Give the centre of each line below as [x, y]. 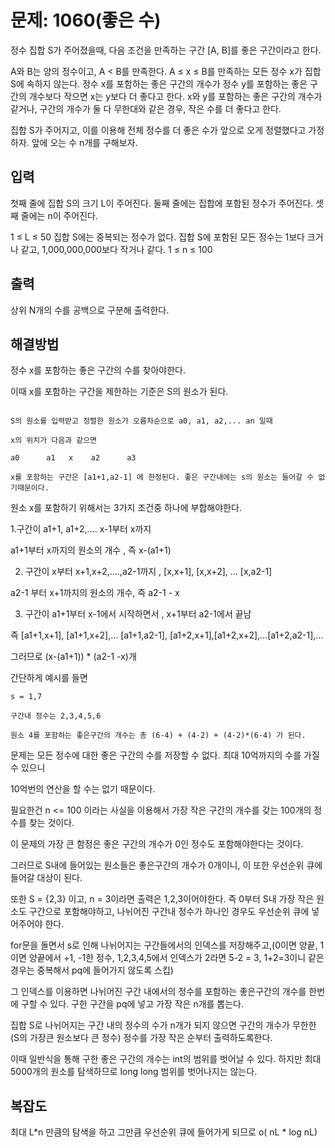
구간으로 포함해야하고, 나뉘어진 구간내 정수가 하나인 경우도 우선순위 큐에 [169, 912]
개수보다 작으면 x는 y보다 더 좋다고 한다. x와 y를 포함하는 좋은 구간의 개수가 [175, 96]
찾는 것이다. [51, 823]
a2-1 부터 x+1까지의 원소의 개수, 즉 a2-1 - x [95, 593]
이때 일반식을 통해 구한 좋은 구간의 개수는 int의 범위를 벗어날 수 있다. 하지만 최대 [166, 1059]
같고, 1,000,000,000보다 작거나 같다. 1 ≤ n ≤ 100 [116, 249]
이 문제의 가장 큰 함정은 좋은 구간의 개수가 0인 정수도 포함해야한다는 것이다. [157, 844]
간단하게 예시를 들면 [49, 678]
